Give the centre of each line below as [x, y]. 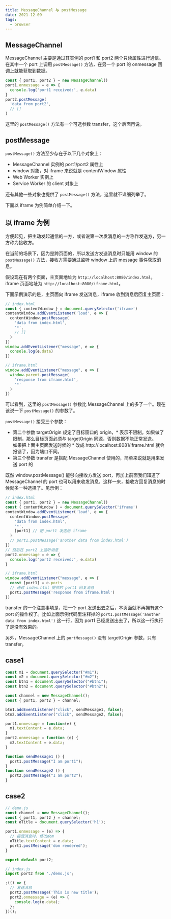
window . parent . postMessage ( [40, 375]
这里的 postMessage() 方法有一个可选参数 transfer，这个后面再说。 [75, 124]
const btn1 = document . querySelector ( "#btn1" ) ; [57, 682]
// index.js [18, 869]
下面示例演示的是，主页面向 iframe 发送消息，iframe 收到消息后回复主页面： [85, 294]
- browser [20, 24]
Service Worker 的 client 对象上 [46, 183]
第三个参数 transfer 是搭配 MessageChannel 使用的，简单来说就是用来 [86, 458]
